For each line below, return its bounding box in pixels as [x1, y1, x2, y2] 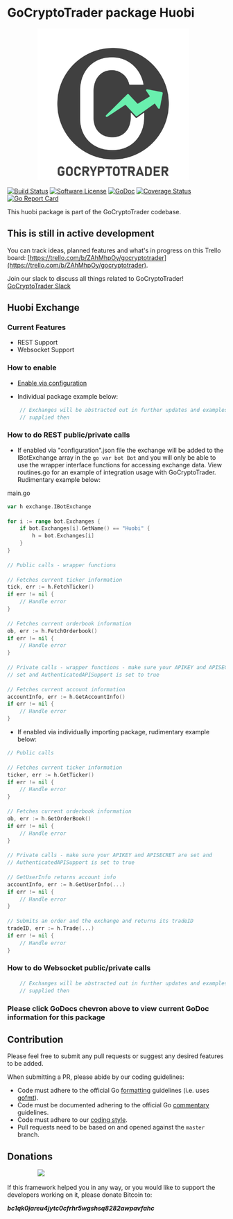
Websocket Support [17, 345, 75, 354]
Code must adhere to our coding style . [17, 1116, 128, 1124]
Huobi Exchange [7, 302, 80, 313]
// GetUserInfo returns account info [7, 874, 116, 881]
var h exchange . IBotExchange [7, 503, 92, 510]
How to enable [7, 363, 57, 372]
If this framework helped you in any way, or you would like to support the [7, 1184, 216, 1192]
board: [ [7, 253, 30, 261]
